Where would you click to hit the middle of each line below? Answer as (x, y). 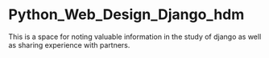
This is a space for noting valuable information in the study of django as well (135, 37)
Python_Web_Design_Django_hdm (126, 15)
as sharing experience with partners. (69, 44)
